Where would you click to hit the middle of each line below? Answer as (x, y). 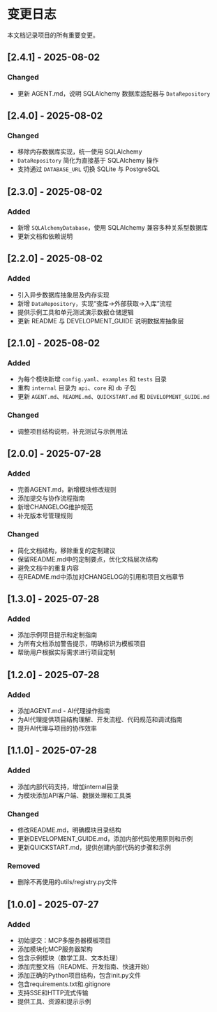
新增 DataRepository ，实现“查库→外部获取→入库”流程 (95, 303)
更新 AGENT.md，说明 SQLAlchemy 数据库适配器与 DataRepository (114, 93)
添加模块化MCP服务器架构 (55, 949)
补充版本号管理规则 (45, 516)
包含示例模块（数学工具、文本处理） (69, 958)
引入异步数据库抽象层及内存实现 (63, 295)
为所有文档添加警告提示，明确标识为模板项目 (82, 644)
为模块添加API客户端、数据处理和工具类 (74, 795)
